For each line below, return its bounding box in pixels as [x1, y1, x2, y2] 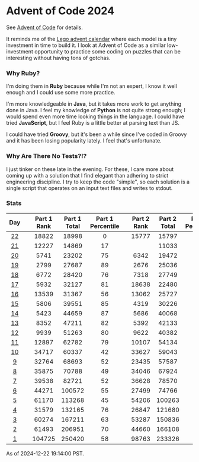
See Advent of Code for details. [6, 24, 83, 31]
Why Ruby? [6, 69, 40, 77]
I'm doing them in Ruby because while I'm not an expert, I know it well [6, 83, 178, 90]
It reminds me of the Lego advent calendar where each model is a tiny [6, 35, 177, 42]
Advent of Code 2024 [6, 4, 114, 18]
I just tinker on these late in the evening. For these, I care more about [6, 165, 174, 173]
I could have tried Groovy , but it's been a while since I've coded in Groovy [6, 131, 187, 138]
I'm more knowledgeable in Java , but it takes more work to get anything [6, 100, 182, 107]
